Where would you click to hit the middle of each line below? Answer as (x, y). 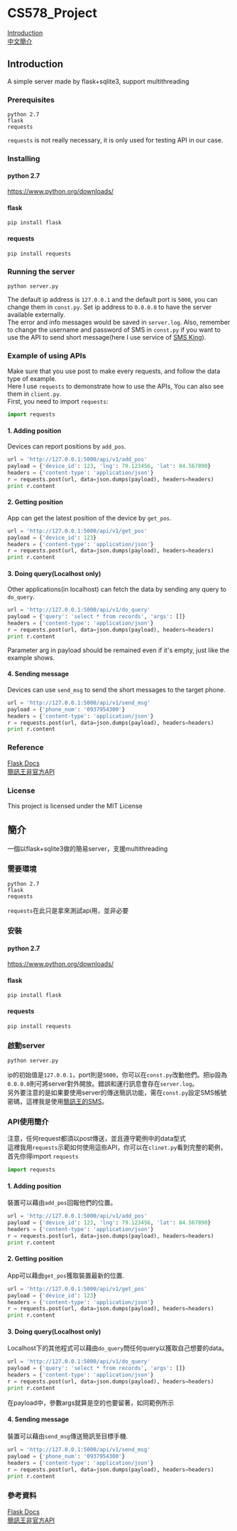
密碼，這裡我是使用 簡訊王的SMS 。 (58, 1101)
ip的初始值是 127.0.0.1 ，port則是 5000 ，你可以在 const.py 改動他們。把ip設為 (117, 1075)
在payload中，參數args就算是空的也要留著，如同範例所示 (91, 1402)
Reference (26, 748)
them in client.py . (34, 394)
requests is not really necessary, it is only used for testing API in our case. (115, 140)
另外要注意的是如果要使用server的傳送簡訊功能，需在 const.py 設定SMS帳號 (117, 1092)
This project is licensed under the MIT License (75, 805)
